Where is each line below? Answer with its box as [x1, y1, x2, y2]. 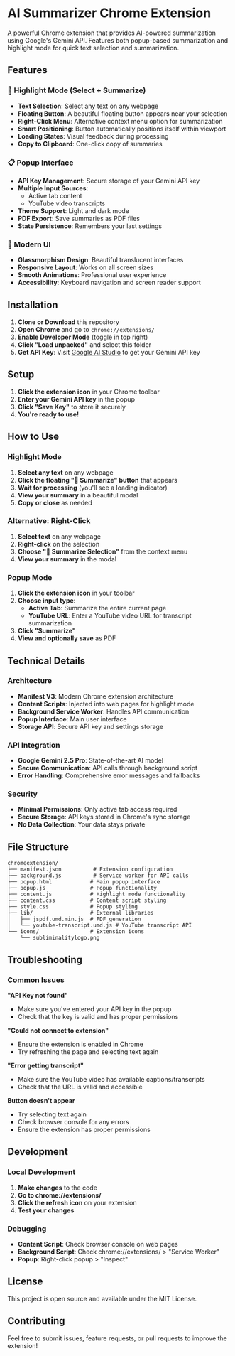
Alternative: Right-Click [7, 516, 91, 526]
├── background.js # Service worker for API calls [7, 872, 190, 879]
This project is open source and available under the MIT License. [7, 1294, 197, 1303]
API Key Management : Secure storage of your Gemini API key [17, 176, 200, 185]
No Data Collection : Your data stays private [17, 820, 146, 829]
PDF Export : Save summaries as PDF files [17, 214, 141, 222]
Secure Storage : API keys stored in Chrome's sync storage [17, 812, 191, 822]
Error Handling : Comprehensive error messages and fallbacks [17, 771, 200, 780]
